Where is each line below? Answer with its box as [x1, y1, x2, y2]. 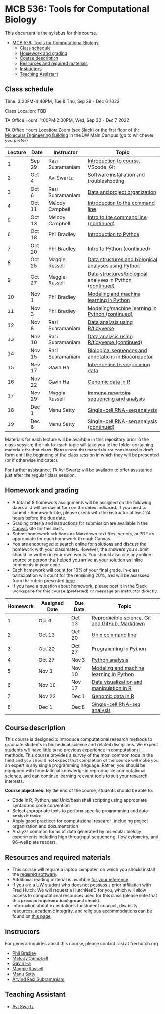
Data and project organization [87, 188, 156, 195]
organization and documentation [12, 823, 79, 829]
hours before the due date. [12, 515, 67, 521]
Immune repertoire [87, 389, 131, 396]
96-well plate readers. [12, 839, 57, 845]
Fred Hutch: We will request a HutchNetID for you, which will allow [12, 887, 146, 893]
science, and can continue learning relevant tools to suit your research [5, 773, 148, 779]
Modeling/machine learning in [87, 305, 157, 311]
